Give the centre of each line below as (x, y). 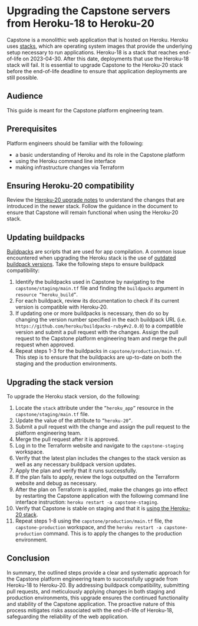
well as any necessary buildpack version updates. (76, 464)
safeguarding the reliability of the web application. (67, 617)
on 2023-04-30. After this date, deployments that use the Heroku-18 (106, 59)
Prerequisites (32, 129)
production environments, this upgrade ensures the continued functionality (98, 598)
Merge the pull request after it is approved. (67, 439)
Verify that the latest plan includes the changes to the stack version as (100, 458)
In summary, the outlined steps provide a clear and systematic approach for (98, 572)
